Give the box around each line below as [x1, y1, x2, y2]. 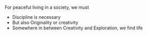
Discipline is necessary [12, 14, 61, 20]
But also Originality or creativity [12, 20, 78, 25]
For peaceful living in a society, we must [5, 5, 90, 10]
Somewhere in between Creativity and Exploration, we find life [12, 25, 143, 31]
